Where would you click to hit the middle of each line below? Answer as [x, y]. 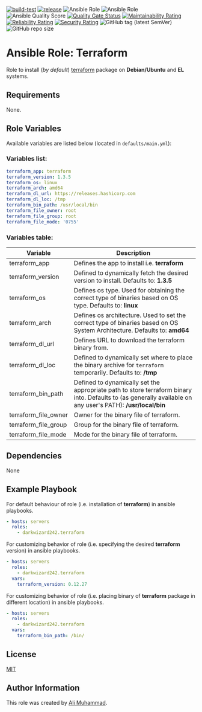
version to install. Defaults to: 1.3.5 [123, 280]
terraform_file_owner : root [41, 210]
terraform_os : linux [32, 182]
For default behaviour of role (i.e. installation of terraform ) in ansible [91, 504]
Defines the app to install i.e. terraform [128, 263]
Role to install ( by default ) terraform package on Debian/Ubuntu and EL [95, 69]
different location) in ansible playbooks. [55, 602]
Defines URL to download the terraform [129, 340]
